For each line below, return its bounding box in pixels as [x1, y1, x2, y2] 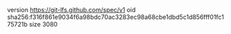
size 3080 [28, 20, 58, 28]
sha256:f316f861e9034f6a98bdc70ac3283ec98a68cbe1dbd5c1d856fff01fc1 [7, 13, 225, 21]
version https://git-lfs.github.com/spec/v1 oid [7, 6, 136, 14]
